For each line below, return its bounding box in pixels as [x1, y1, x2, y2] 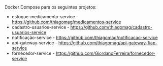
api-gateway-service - [11, 40, 58, 46]
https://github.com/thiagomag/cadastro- [70, 24, 153, 30]
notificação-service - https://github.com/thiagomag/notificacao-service [11, 34, 158, 40]
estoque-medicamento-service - [11, 14, 78, 19]
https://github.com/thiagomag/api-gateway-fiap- [58, 40, 158, 46]
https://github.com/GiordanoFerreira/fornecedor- [55, 50, 156, 56]
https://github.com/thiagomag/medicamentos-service [11, 19, 121, 25]
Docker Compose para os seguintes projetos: [4, 4, 97, 10]
